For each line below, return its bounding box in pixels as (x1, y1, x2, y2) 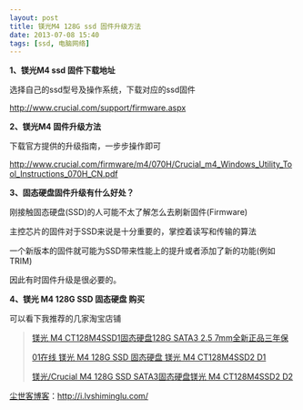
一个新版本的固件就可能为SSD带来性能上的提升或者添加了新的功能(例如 (9, 245, 276, 256)
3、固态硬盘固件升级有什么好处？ (9, 188, 135, 199)
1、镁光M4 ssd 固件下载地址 (9, 65, 116, 76)
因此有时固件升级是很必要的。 (9, 274, 121, 285)
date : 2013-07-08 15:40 (9, 30, 100, 39)
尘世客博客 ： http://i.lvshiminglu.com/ (9, 391, 148, 402)
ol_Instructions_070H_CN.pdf (9, 169, 118, 179)
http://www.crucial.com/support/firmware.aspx (9, 102, 187, 114)
